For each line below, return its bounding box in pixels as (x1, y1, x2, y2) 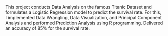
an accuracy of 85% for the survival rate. (5, 25, 90, 31)
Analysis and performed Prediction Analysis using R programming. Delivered (5, 20, 163, 26)
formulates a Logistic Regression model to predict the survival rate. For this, (5, 9, 162, 15)
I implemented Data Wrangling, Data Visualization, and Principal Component (5, 15, 162, 20)
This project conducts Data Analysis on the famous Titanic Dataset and (5, 4, 152, 10)
